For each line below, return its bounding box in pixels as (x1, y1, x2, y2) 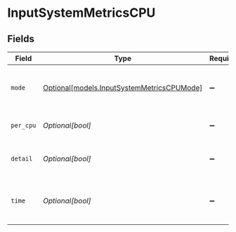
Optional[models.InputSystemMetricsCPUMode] (43, 83, 203, 93)
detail (11, 155, 33, 163)
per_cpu (11, 121, 37, 129)
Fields (7, 33, 35, 45)
